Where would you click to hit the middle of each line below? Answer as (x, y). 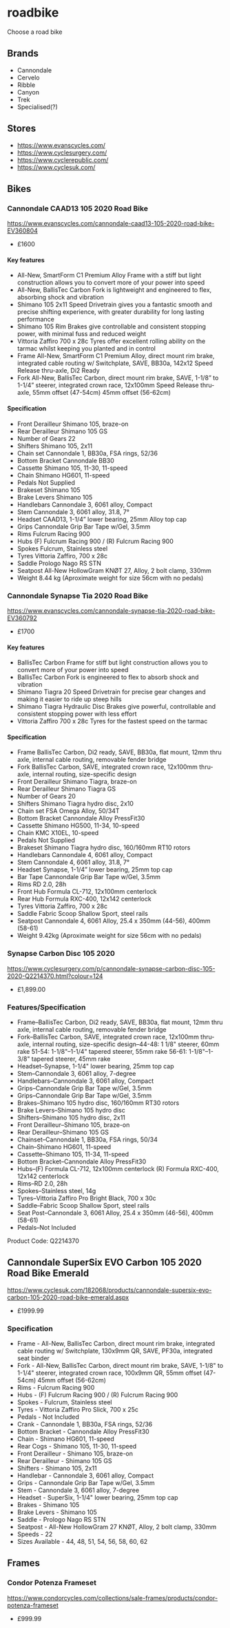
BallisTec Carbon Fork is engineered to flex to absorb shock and (108, 677)
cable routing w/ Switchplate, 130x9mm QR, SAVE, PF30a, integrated (115, 1351)
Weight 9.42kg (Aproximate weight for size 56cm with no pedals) (109, 936)
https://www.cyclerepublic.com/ (63, 159)
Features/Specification (46, 1007)
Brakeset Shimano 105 (49, 490)
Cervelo (28, 77)
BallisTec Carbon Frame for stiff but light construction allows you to (112, 663)
